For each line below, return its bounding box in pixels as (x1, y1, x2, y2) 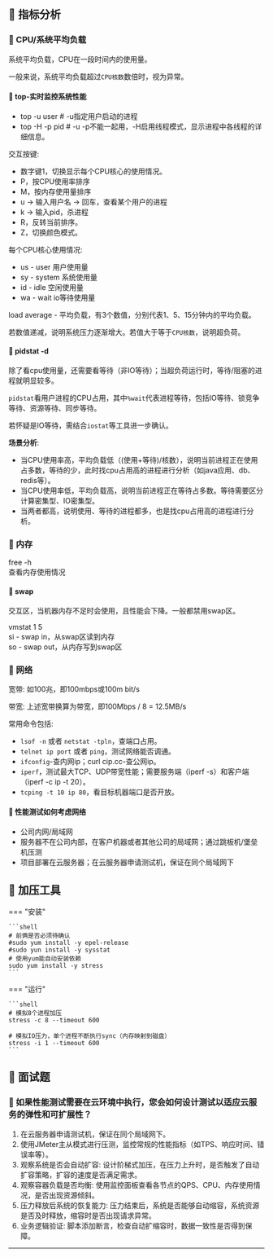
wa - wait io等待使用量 (19, 292, 96, 302)
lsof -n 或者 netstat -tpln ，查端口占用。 (19, 736, 162, 745)
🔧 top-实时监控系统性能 (8, 92, 87, 102)
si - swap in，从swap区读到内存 (8, 631, 115, 641)
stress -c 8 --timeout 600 (8, 1016, 100, 1024)
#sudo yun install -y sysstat (8, 946, 111, 954)
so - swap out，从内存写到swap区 (8, 642, 123, 652)
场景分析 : (8, 438, 40, 448)
